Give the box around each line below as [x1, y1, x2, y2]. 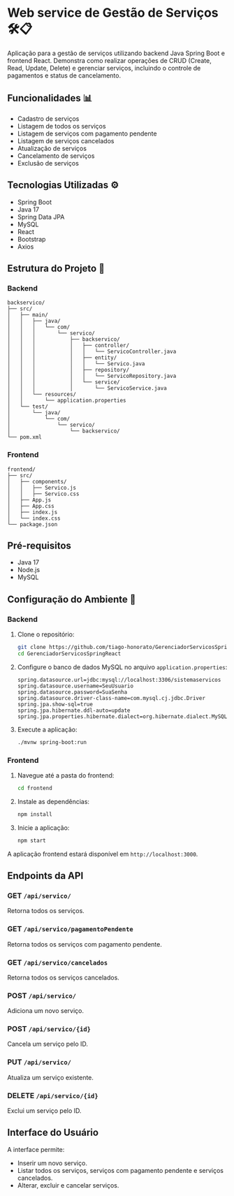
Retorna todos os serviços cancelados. [7, 973, 120, 982]
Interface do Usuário [7, 1127, 99, 1139]
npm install [17, 810, 52, 818]
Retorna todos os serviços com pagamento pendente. [7, 940, 162, 948]
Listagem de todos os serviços [17, 122, 106, 130]
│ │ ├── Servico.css [7, 490, 80, 497]
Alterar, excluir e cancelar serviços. [17, 1181, 119, 1189]
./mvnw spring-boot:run [17, 738, 87, 745]
